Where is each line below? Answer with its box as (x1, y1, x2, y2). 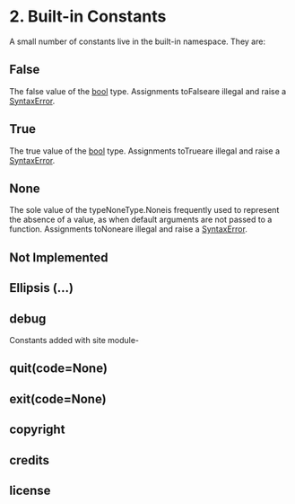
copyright (9, 422, 65, 438)
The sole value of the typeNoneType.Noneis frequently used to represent (9, 205, 280, 216)
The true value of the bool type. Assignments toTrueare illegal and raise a (9, 146, 281, 156)
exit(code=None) (9, 391, 107, 406)
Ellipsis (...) (9, 280, 74, 296)
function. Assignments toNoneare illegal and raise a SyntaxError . (9, 224, 248, 234)
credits (9, 452, 50, 468)
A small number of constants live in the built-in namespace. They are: (9, 36, 266, 47)
